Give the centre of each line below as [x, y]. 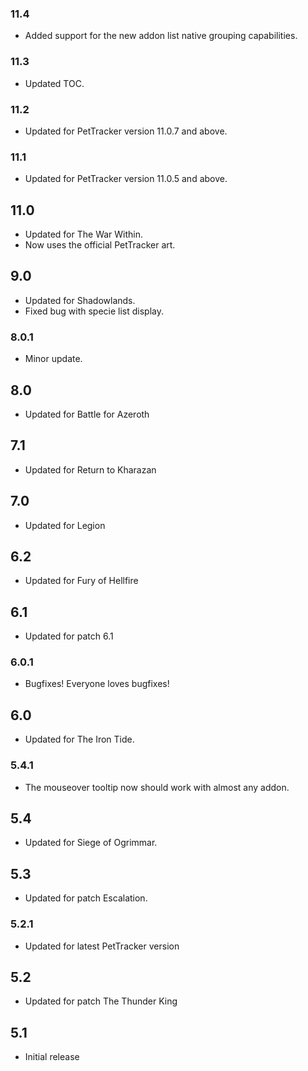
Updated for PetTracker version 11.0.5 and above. [126, 179]
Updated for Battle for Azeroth [87, 414]
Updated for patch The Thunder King [101, 1001]
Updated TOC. [54, 83]
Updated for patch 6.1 [69, 636]
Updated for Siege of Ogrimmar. [91, 843]
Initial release [52, 1057]
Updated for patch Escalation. [86, 898]
